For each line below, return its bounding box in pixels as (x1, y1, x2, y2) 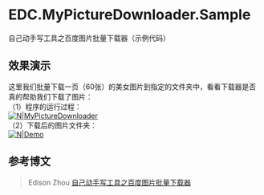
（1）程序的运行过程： (8, 102, 82, 112)
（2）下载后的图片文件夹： (8, 120, 98, 130)
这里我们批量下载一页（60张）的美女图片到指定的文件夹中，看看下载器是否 (8, 82, 257, 91)
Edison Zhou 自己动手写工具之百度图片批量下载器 (27, 177, 191, 187)
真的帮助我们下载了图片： (8, 91, 93, 101)
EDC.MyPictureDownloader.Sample (8, 6, 251, 24)
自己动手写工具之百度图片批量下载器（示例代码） (8, 33, 170, 43)
